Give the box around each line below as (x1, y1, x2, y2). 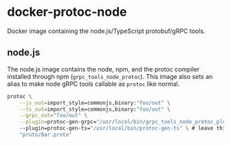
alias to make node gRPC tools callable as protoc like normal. (7, 80, 180, 88)
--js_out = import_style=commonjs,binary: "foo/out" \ (19, 99, 170, 107)
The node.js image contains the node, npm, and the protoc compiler (7, 65, 200, 73)
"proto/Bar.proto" (19, 131, 72, 138)
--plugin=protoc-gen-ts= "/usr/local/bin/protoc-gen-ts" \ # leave (19, 125, 214, 132)
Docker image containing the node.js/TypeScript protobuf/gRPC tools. (7, 27, 206, 35)
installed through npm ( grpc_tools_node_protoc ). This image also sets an (7, 72, 213, 80)
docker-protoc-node (7, 4, 127, 20)
